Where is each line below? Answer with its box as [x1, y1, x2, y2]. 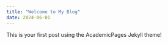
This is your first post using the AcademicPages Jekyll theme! [6, 31, 162, 38]
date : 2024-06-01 [6, 14, 51, 20]
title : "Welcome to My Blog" [6, 8, 81, 15]
